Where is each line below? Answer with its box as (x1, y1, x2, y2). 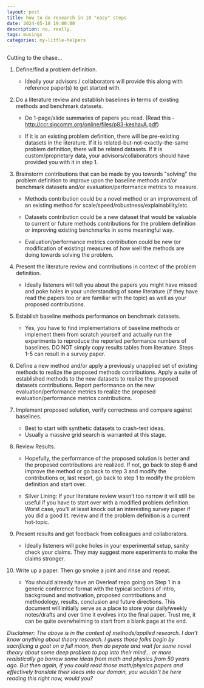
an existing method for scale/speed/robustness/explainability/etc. (24, 202, 189, 209)
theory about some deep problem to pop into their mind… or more (7, 649, 172, 656)
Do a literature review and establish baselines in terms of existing (15, 96, 179, 103)
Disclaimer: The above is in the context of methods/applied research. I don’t (7, 629, 198, 636)
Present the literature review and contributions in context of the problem (15, 263, 197, 270)
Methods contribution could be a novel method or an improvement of (24, 195, 198, 202)
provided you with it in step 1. (24, 159, 98, 165)
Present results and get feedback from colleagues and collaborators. (15, 530, 188, 537)
